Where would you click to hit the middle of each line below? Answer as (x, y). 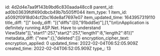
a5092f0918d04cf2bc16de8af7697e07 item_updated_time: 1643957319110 (80, 17)
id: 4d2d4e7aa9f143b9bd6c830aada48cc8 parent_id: (59, 7)
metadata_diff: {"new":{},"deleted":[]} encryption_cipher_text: (67, 38)
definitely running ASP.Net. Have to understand (53, 28)
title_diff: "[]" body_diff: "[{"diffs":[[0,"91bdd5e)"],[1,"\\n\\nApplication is (77, 22)
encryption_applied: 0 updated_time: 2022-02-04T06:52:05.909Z (72, 43)
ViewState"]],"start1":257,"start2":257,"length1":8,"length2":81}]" (69, 33)
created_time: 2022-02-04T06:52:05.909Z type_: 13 (58, 48)
